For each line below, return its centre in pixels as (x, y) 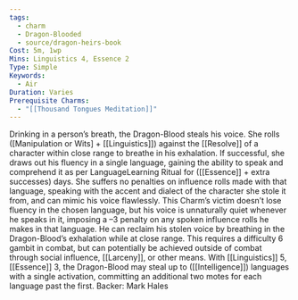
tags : (19, 17)
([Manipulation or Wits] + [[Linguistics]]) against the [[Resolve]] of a (134, 144)
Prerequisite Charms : (50, 100)
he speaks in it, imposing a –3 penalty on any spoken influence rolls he (139, 220)
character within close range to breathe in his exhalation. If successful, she (147, 154)
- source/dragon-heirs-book (70, 42)
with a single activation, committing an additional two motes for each (136, 277)
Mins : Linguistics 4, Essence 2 (69, 59)
